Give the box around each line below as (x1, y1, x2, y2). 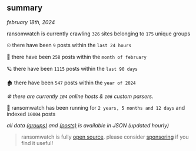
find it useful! (21, 139, 54, 146)
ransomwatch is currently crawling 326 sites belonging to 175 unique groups (6, 30, 191, 37)
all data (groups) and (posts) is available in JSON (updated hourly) (6, 122, 170, 129)
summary (6, 3, 43, 13)
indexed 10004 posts (6, 110, 56, 117)
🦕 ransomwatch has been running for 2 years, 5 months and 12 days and (6, 104, 185, 111)
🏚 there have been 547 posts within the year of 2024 (6, 79, 136, 86)
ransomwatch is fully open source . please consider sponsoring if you (21, 133, 189, 140)
